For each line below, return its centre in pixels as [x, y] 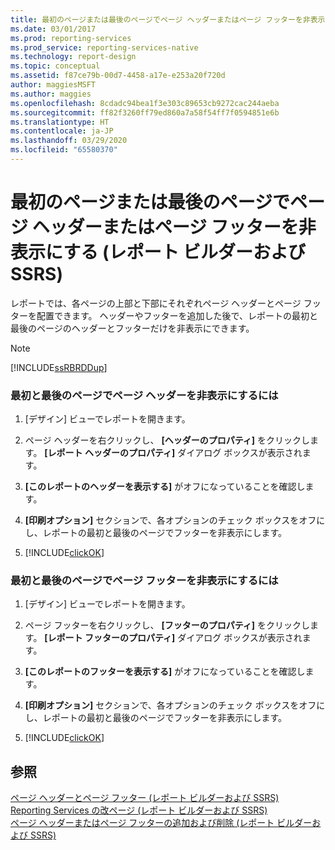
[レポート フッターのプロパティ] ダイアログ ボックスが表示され [173, 638]
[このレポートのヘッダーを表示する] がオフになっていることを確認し [165, 487]
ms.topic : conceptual [55, 66]
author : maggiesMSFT [53, 85]
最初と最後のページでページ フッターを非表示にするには [144, 581]
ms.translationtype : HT [60, 122]
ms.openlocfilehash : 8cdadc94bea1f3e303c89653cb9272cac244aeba [145, 103]
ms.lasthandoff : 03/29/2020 [69, 141]
